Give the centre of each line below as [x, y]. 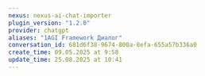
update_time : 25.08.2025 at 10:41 [66, 60]
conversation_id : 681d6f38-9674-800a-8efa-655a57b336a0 [102, 45]
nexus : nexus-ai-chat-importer [60, 15]
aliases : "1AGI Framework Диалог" [66, 38]
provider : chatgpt [39, 30]
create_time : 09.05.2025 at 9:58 [64, 52]
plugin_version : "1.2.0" [49, 23]
